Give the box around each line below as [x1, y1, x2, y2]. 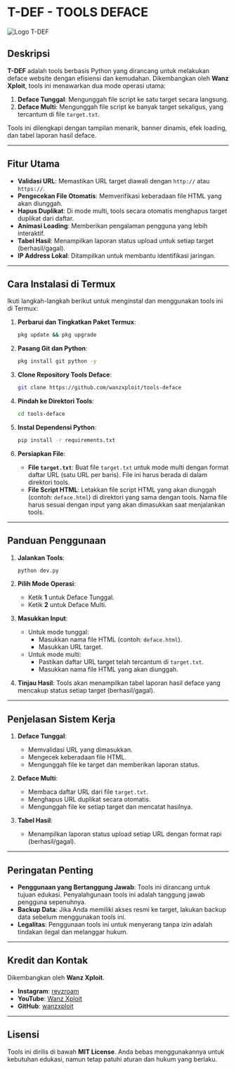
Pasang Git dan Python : [17, 344, 88, 353]
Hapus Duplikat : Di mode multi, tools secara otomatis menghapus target [17, 207, 228, 215]
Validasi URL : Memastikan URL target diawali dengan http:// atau [17, 176, 210, 185]
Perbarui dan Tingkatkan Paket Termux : [17, 318, 136, 327]
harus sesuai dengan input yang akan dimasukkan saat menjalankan [27, 500, 225, 509]
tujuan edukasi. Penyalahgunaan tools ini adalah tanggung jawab [17, 890, 205, 899]
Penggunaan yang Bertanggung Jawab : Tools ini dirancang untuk [17, 883, 211, 892]
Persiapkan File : [17, 449, 65, 457]
